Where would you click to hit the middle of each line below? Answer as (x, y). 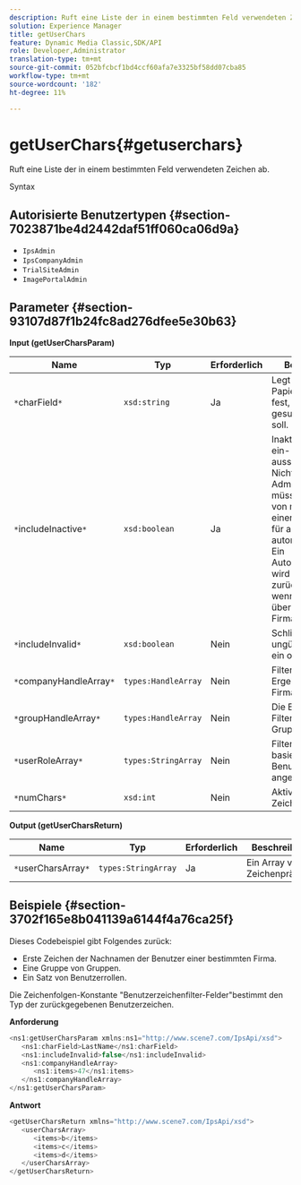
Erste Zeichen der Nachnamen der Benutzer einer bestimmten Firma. (150, 958)
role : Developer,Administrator (68, 51)
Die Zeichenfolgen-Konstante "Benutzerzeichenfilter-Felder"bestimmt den (146, 994)
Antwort (25, 1105)
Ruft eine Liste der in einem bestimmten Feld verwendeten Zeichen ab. (140, 169)
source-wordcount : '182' (56, 84)
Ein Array (265, 863)
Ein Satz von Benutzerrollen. (74, 977)
